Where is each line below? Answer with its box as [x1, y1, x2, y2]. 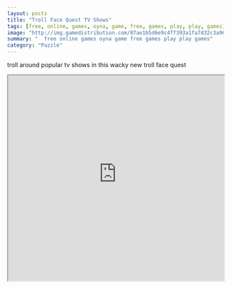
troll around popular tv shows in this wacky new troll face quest [7, 61, 187, 69]
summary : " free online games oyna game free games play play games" [7, 36, 213, 43]
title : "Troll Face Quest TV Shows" [7, 16, 112, 23]
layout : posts [7, 10, 48, 17]
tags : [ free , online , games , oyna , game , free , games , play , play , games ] [7, 23, 226, 29]
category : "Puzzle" [7, 42, 63, 49]
